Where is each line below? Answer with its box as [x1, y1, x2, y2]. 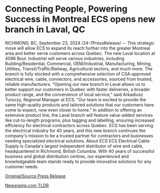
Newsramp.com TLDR [5, 182, 49, 188]
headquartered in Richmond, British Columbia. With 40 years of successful [5, 148, 155, 154]
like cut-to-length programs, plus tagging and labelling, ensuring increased [5, 117, 155, 123]
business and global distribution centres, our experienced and [5, 153, 129, 159]
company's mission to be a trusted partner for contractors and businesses [5, 132, 154, 139]
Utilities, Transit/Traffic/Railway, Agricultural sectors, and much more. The [5, 65, 153, 71]
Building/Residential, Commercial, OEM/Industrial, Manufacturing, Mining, [5, 61, 152, 66]
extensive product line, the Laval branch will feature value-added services [5, 112, 153, 118]
